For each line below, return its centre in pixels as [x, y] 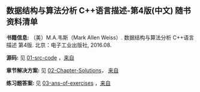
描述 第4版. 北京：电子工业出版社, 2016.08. [59, 45]
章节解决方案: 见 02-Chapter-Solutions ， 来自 [63, 70]
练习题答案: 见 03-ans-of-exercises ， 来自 [58, 83]
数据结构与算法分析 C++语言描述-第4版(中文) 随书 [99, 11]
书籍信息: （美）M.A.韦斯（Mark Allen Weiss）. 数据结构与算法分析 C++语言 [100, 37]
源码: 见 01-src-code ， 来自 [40, 57]
